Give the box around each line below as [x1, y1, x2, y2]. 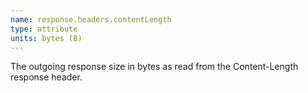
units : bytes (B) [10, 33, 83, 43]
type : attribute [10, 24, 78, 34]
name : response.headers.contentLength [10, 14, 172, 25]
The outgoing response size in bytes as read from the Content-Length [10, 61, 299, 73]
